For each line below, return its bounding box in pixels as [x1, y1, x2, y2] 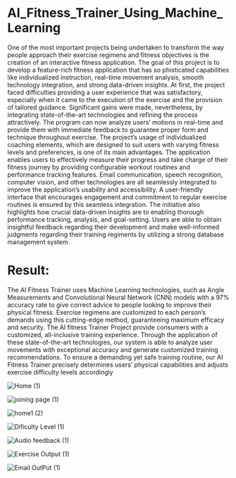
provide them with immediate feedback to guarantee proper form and [7, 125, 209, 134]
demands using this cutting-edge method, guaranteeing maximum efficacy [7, 315, 225, 324]
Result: [7, 263, 50, 279]
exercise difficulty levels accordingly [7, 367, 114, 376]
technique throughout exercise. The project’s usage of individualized [7, 132, 206, 141]
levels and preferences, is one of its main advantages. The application [7, 148, 211, 156]
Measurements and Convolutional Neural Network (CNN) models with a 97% [7, 293, 230, 301]
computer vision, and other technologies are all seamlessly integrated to [7, 177, 217, 186]
